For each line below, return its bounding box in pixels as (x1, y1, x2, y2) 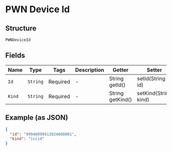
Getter (112, 66, 129, 73)
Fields (5, 51, 26, 60)
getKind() (109, 96, 132, 103)
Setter (146, 66, 162, 73)
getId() (109, 81, 126, 88)
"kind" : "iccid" (10, 136, 45, 141)
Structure (5, 24, 37, 33)
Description (75, 66, 104, 73)
